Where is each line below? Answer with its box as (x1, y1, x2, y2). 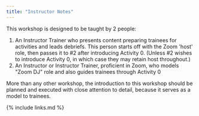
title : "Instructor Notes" (6, 8, 74, 15)
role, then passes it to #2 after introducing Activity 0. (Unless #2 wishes (14, 49, 192, 57)
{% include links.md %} (6, 104, 65, 111)
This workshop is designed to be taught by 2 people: (6, 25, 137, 32)
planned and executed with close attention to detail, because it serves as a (6, 86, 191, 93)
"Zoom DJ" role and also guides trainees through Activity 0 (14, 68, 161, 75)
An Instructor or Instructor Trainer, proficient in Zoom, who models (14, 62, 179, 69)
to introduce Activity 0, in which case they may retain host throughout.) (14, 55, 191, 62)
